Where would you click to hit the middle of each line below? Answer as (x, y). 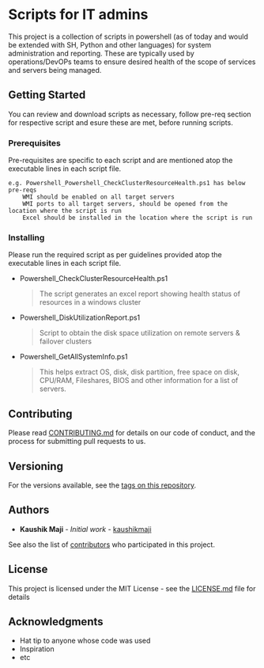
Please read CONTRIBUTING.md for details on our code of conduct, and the (132, 433)
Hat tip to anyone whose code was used (85, 641)
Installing (26, 237)
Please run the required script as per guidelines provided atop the (115, 255)
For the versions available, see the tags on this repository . (102, 485)
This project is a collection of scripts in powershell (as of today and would (128, 36)
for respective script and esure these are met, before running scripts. (121, 122)
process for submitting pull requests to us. (77, 442)
